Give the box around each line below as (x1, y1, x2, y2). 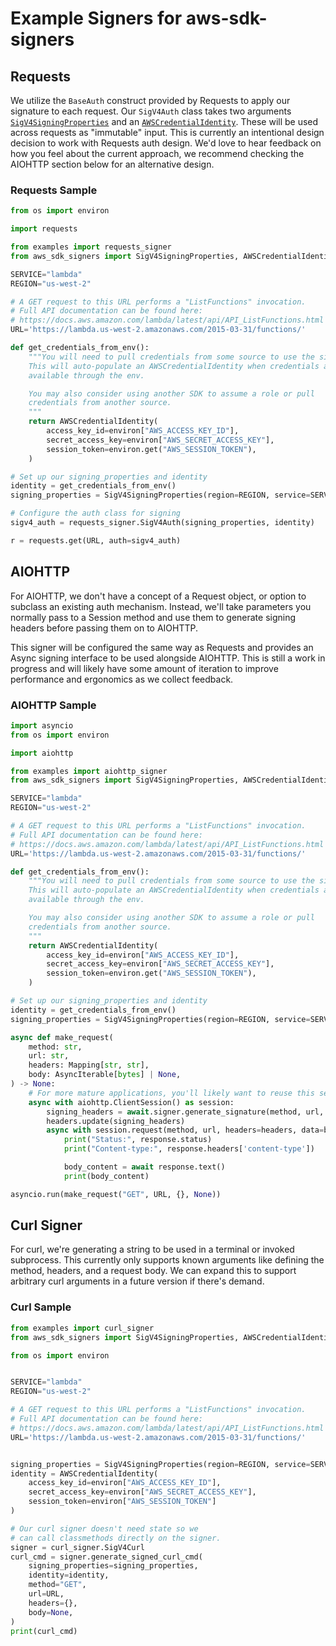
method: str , (28, 1042, 83, 1052)
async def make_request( (10, 1032, 114, 1042)
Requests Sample (10, 183, 98, 197)
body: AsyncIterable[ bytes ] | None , (28, 1070, 182, 1080)
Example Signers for (10, 7, 183, 30)
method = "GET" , (28, 1580, 87, 1590)
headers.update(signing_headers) (46, 1116, 186, 1126)
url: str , (28, 1051, 70, 1061)
